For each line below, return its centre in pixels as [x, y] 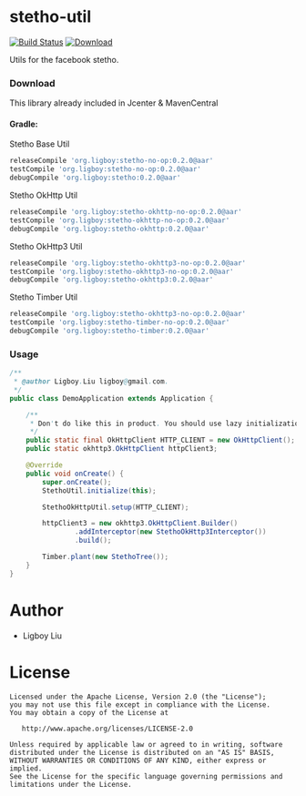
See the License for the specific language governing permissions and [146, 776]
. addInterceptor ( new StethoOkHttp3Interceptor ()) [170, 532]
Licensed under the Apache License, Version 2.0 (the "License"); [138, 697]
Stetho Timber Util [44, 297]
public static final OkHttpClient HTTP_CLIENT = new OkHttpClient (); [161, 440]
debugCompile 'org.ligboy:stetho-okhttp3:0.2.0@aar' [112, 280]
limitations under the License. [71, 784]
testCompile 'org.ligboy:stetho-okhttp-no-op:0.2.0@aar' [120, 220]
